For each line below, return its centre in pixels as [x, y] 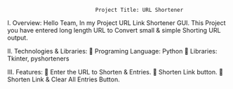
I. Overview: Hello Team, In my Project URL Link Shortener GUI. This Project [116, 23]
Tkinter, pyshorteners [38, 58]
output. [18, 38]
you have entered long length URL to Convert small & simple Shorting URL [114, 30]
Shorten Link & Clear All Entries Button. [64, 79]
